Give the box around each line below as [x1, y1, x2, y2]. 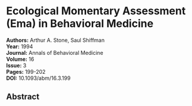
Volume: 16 [6, 55, 34, 63]
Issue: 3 [6, 61, 27, 69]
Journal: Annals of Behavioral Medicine [6, 49, 103, 56]
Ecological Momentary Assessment [6, 4, 186, 18]
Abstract [6, 92, 40, 102]
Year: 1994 [6, 43, 33, 50]
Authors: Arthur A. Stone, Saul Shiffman [6, 36, 105, 43]
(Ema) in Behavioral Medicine [6, 17, 153, 30]
